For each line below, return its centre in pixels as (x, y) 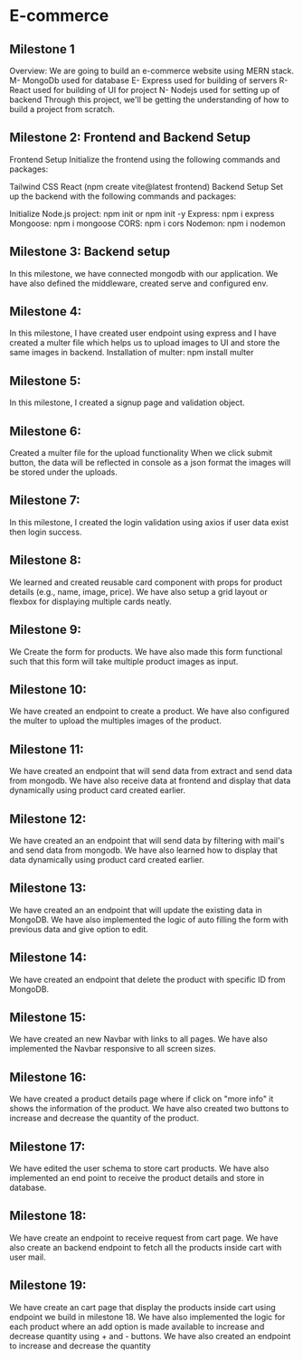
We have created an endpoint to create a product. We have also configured (149, 712)
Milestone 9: (45, 630)
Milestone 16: (48, 1077)
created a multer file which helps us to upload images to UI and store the (145, 343)
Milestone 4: (46, 312)
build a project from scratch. (62, 109)
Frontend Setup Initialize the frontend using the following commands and (145, 159)
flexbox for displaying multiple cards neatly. (90, 601)
